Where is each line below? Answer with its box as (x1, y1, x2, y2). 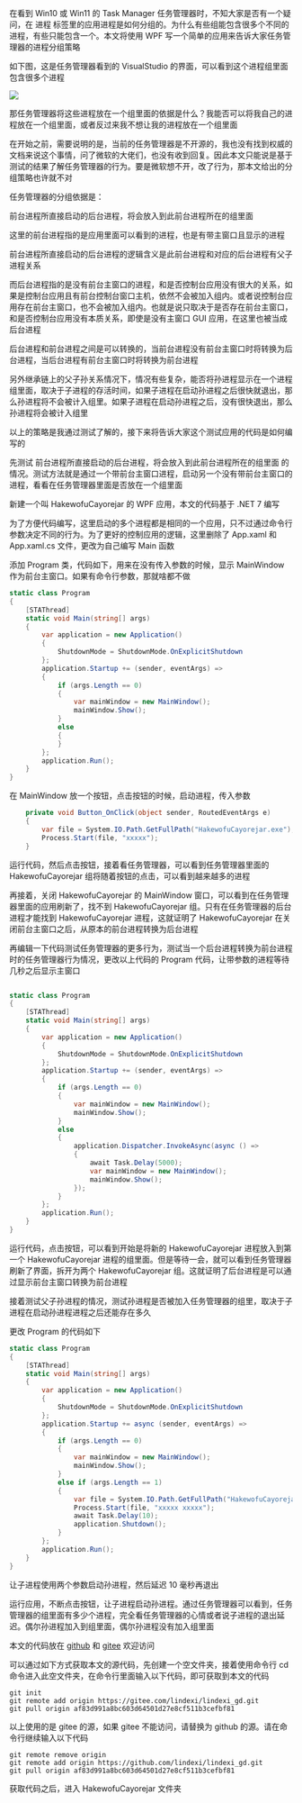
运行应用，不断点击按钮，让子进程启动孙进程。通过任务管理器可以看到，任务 (9, 1598, 293, 1609)
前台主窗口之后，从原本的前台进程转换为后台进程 (16, 923, 199, 934)
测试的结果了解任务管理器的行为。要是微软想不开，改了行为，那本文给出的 (9, 161, 285, 171)
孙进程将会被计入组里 (9, 408, 88, 418)
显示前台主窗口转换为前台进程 (16, 1276, 128, 1287)
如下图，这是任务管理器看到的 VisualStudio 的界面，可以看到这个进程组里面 (9, 61, 289, 71)
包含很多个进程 (9, 72, 65, 83)
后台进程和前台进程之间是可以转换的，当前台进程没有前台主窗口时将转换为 (9, 343, 285, 354)
